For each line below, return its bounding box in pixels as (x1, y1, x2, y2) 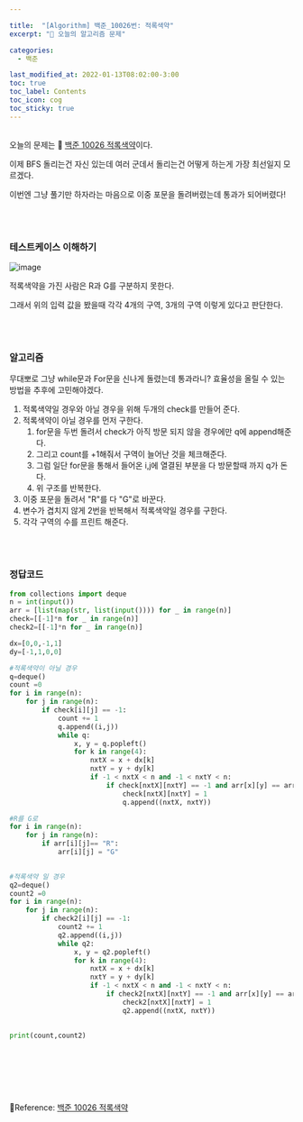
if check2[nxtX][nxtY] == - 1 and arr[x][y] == (106, 990, 284, 999)
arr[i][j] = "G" (57, 848, 119, 857)
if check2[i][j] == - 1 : (41, 914, 131, 924)
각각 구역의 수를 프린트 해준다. (22, 516, 129, 527)
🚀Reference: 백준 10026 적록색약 (9, 1102, 129, 1113)
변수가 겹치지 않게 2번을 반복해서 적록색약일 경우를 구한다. (22, 506, 227, 516)
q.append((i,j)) (57, 722, 119, 731)
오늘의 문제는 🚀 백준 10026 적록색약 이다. (9, 139, 153, 150)
